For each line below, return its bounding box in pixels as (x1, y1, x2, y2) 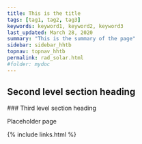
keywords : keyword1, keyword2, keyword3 (7, 23, 124, 29)
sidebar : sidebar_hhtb (7, 42, 72, 48)
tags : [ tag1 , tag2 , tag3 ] (7, 16, 81, 23)
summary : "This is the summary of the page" (7, 35, 136, 42)
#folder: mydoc (7, 61, 51, 68)
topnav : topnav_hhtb (7, 48, 66, 55)
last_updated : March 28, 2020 (7, 29, 94, 36)
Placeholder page (7, 117, 57, 126)
